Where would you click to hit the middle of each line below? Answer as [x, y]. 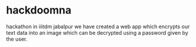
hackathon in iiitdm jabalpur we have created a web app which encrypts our [98, 26]
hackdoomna [39, 10]
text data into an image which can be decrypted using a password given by [97, 32]
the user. [17, 39]
